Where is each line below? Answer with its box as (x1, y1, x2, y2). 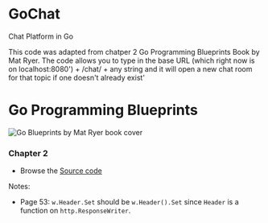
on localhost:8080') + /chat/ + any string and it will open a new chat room (8, 64, 253, 73)
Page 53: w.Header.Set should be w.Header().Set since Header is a (19, 197, 239, 207)
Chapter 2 (8, 147, 48, 159)
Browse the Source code (19, 166, 102, 176)
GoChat (8, 5, 60, 23)
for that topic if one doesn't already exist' (8, 72, 146, 82)
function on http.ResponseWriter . (19, 206, 131, 216)
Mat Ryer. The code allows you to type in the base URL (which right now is (8, 56, 255, 65)
